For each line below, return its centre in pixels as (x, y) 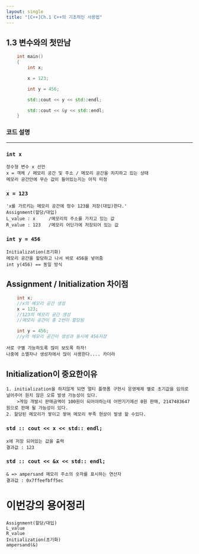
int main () (30, 57)
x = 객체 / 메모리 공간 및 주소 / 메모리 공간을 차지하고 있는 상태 (78, 173)
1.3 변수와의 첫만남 (38, 42)
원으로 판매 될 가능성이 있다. (37, 408)
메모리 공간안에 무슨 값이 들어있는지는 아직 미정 (57, 179)
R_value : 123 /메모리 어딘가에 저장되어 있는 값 (62, 225)
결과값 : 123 (20, 447)
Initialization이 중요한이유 (52, 374)
